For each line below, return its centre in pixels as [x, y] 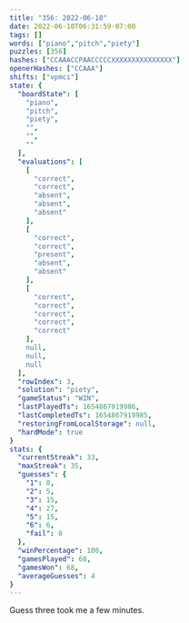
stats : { [26, 449]
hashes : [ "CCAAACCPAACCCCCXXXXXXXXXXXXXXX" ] [95, 60]
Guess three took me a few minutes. [77, 610]
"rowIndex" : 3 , [46, 382]
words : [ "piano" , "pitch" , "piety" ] [75, 43]
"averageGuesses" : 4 [56, 576]
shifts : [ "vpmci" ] [44, 77]
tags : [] [26, 35]
